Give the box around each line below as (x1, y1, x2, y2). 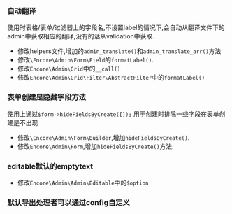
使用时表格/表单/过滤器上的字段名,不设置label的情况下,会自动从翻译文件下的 (7, 23, 225, 32)
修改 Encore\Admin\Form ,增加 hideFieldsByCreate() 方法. (17, 142, 174, 150)
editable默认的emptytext (7, 161, 94, 171)
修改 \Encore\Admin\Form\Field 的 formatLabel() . (17, 56, 154, 64)
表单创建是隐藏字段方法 (7, 92, 86, 102)
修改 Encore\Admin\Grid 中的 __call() (17, 64, 121, 73)
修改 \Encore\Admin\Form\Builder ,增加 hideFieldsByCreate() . (17, 133, 190, 141)
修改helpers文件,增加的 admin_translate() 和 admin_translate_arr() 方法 (17, 47, 222, 55)
